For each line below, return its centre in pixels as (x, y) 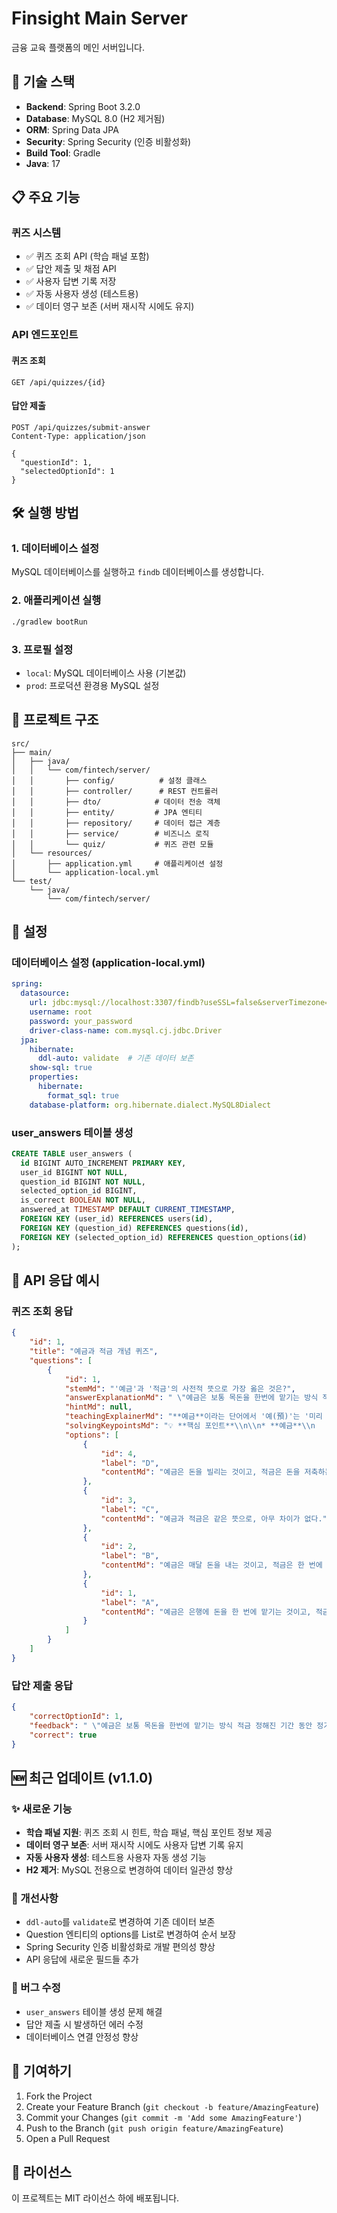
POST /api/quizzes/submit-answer (81, 427)
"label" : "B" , (130, 1556)
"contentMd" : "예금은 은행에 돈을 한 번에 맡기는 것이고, (206, 1612)
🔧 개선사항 (35, 1899)
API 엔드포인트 (45, 335)
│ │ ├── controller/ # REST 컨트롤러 (115, 791)
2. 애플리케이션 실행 (56, 600)
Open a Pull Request (68, 2138)
